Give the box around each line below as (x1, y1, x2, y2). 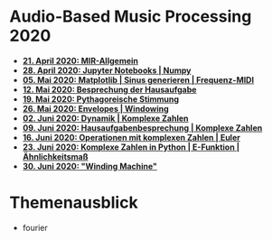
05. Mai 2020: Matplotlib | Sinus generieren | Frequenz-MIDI (22, 74, 255, 85)
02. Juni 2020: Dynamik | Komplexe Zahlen (22, 113, 189, 124)
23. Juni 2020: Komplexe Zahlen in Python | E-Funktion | (22, 142, 240, 152)
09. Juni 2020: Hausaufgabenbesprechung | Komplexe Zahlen (22, 122, 263, 133)
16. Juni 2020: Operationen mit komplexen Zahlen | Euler (22, 132, 241, 143)
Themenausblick (9, 192, 138, 213)
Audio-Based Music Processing (9, 6, 252, 27)
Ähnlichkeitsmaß (22, 151, 89, 162)
